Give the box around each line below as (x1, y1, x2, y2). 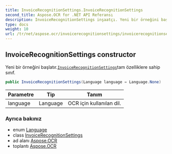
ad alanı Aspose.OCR (12, 137, 57, 144)
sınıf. (5, 69, 15, 75)
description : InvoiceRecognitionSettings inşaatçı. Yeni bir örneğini (5, 17, 159, 22)
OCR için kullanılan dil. (68, 100, 121, 107)
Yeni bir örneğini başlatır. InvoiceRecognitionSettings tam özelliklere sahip (5, 64, 160, 70)
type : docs (5, 22, 29, 27)
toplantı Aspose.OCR (12, 143, 57, 149)
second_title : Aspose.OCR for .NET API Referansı (5, 12, 114, 17)
